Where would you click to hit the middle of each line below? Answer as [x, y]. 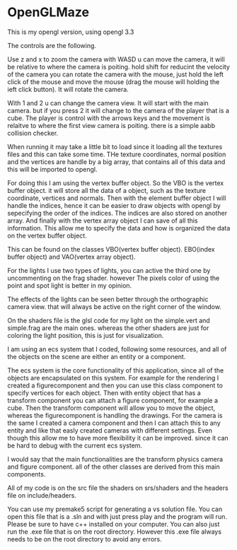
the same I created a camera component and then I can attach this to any [114, 423]
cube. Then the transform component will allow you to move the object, [111, 408]
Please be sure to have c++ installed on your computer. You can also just [114, 524]
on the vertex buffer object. [47, 235]
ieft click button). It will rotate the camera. [68, 89]
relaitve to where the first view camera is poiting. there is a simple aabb [111, 125]
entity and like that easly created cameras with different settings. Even [110, 430]
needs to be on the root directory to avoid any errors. [85, 539]
